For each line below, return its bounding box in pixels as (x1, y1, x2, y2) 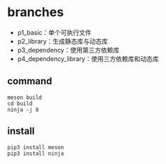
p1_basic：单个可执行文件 (17, 28, 92, 36)
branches (7, 4, 64, 20)
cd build (7, 100, 33, 107)
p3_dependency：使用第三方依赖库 (17, 46, 120, 54)
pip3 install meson (7, 144, 64, 151)
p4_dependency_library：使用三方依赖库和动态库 (17, 54, 159, 63)
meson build (7, 94, 42, 101)
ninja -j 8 (7, 106, 39, 113)
